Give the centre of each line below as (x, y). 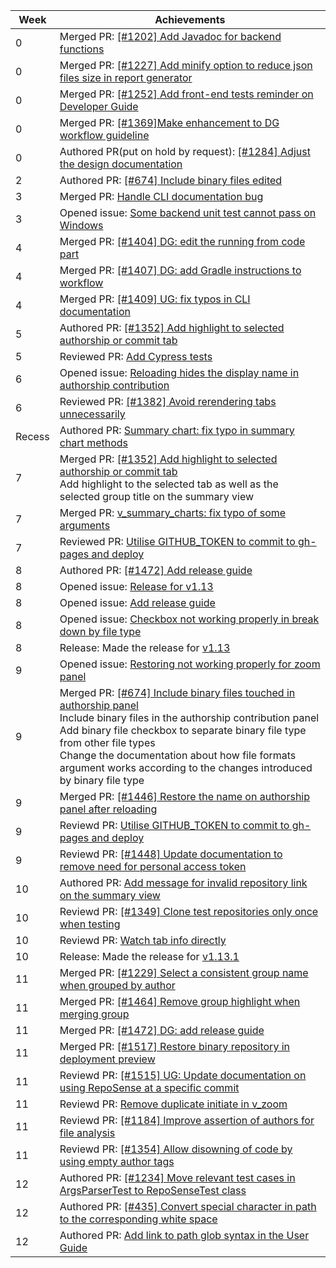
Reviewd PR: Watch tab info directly (143, 940)
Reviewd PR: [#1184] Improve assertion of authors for (187, 1120)
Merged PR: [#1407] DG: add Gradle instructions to (180, 270)
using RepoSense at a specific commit (149, 1087)
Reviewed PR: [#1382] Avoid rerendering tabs (168, 401)
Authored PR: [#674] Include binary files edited (171, 180)
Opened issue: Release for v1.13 (136, 586)
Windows (81, 225)
